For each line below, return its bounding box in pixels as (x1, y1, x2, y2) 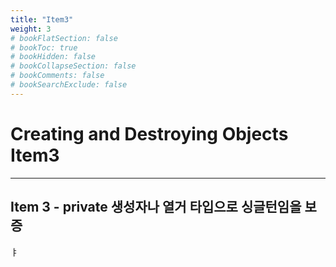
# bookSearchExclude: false (10, 80, 128, 90)
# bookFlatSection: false (10, 33, 118, 43)
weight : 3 (10, 24, 52, 34)
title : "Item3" (10, 14, 74, 25)
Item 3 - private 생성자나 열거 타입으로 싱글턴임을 (10, 199, 302, 216)
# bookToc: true (10, 42, 78, 53)
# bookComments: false (10, 71, 105, 81)
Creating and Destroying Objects (10, 122, 289, 145)
